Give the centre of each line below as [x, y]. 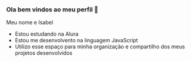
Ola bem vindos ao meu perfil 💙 [52, 10]
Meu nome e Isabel [30, 23]
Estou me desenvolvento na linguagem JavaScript [76, 41]
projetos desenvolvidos [44, 53]
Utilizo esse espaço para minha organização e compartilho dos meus [100, 46]
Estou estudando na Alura [47, 34]
